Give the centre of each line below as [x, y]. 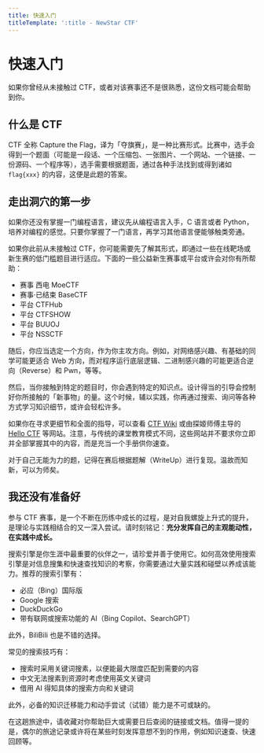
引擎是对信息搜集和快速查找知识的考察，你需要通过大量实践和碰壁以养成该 [128, 563]
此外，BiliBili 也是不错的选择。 [57, 635]
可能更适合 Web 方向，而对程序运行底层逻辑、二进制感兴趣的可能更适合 [131, 361]
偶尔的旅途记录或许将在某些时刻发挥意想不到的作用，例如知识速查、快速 [139, 731]
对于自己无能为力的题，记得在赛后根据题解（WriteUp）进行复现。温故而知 [128, 460]
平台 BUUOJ [40, 324]
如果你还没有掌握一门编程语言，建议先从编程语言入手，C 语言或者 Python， [131, 222]
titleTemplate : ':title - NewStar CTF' [73, 23]
